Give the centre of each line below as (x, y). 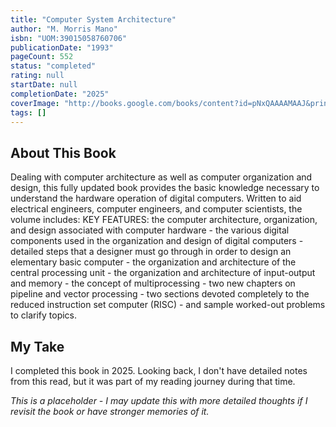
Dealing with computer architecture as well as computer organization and (161, 177)
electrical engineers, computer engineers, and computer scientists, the (156, 209)
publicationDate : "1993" (62, 47)
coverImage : (35, 103)
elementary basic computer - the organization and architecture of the (153, 262)
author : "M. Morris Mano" (64, 29)
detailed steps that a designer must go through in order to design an (151, 252)
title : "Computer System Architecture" (93, 19)
